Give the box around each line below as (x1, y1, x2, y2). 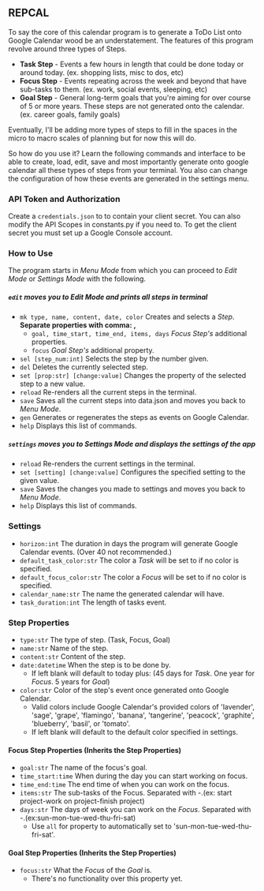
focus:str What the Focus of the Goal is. (19, 866, 152, 875)
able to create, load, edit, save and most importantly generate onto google (8, 157, 249, 167)
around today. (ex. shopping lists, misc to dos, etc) (19, 67, 184, 77)
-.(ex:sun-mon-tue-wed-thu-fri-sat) (19, 813, 136, 823)
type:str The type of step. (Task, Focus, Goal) (19, 635, 171, 644)
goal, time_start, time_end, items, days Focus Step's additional (31, 329, 247, 339)
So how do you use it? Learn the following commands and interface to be (8, 148, 246, 158)
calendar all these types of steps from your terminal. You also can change (8, 165, 248, 174)
